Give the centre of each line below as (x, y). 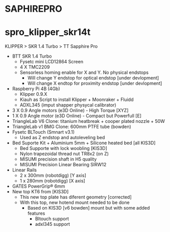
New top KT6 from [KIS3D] (40, 192)
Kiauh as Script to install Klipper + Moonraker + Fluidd (77, 99)
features (36, 213)
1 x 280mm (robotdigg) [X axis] (52, 181)
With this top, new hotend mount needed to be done (75, 202)
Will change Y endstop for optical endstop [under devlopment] (93, 78)
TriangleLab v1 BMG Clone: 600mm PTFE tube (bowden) (71, 127)
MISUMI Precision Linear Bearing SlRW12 (63, 165)
